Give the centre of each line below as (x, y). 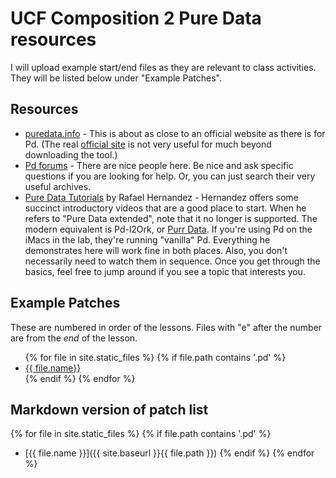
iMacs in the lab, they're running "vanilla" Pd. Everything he (147, 239)
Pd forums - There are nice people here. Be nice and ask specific (159, 165)
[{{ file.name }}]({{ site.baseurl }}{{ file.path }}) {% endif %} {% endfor (169, 453)
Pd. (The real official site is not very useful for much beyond (148, 144)
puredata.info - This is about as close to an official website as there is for (175, 133)
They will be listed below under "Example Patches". (116, 78)
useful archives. (58, 186)
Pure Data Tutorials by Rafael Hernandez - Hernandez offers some (161, 197)
